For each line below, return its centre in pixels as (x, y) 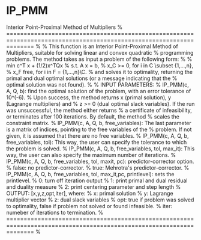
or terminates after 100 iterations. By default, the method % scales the (93, 116)
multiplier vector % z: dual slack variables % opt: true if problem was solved (100, 200)
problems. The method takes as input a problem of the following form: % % (99, 59)
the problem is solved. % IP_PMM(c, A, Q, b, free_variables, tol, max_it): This (100, 149)
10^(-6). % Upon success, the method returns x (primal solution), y (89, 97)
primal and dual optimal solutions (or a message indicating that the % (92, 78)
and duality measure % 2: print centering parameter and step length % (94, 186)
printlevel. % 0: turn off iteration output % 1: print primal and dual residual (97, 180)
